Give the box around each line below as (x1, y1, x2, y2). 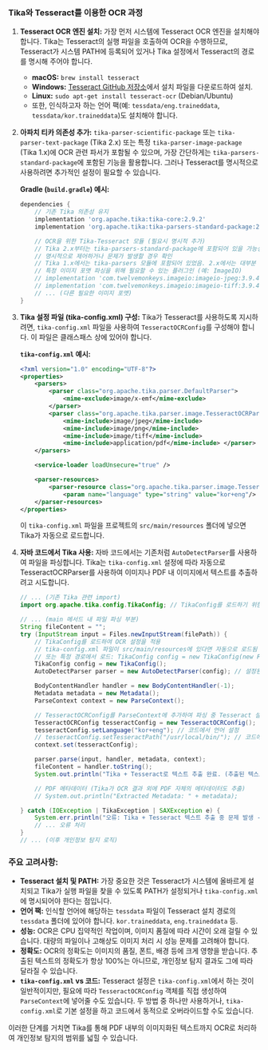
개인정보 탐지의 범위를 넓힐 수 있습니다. (16, 1033, 138, 1043)
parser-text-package (19, 139, 89, 147)
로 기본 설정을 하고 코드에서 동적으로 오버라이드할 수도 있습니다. (55, 1006, 254, 1016)
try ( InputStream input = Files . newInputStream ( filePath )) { (19, 630, 228, 638)
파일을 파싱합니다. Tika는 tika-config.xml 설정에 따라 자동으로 (28, 558, 226, 567)
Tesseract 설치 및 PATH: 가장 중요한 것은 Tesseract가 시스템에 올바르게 (19, 877, 246, 886)
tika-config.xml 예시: (19, 349, 91, 359)
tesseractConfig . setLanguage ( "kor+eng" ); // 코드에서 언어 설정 (34, 726, 239, 734)
